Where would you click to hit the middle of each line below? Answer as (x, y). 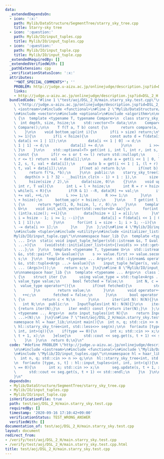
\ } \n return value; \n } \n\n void (75, 290)
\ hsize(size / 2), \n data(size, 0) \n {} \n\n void (84, 182)
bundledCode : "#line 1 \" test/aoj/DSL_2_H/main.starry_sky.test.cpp (81, 100)
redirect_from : (20, 436)
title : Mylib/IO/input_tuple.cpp (48, 55)
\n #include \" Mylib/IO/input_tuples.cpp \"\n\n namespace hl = (77, 354)
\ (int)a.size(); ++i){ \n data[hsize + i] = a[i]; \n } (84, 213)
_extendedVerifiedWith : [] (37, 64)
